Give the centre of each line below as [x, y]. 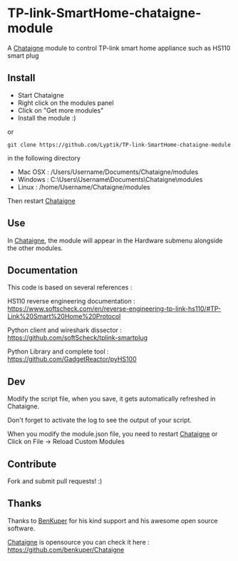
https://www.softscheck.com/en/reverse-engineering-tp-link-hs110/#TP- [114, 309]
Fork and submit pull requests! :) [55, 481]
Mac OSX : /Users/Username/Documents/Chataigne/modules [108, 172]
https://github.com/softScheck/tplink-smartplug [78, 338]
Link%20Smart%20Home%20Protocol [64, 316]
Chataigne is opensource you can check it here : [78, 542]
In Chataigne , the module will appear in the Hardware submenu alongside [115, 240]
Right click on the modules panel [66, 103]
